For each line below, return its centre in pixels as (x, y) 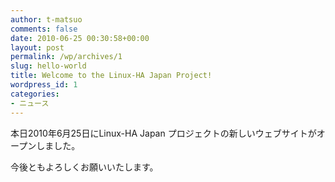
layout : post (37, 47)
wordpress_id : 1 (44, 85)
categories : (35, 94)
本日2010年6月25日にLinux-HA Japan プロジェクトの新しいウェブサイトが (163, 133)
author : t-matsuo (46, 19)
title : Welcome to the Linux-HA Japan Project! (111, 76)
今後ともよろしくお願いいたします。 (84, 167)
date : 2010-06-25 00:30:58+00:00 (80, 38)
